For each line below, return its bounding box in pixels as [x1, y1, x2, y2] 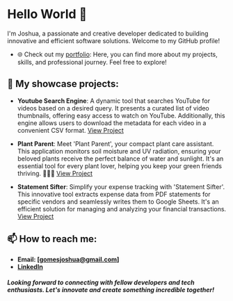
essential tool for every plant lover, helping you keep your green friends [17, 161, 223, 170]
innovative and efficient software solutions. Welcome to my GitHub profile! [7, 36, 220, 44]
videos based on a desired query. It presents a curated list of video [17, 104, 210, 112]
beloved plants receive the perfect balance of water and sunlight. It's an [17, 154, 224, 163]
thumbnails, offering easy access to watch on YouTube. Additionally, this [17, 111, 225, 120]
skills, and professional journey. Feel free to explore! [17, 58, 167, 66]
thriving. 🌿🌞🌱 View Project [17, 169, 93, 177]
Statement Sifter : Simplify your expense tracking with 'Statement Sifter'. [17, 182, 225, 190]
